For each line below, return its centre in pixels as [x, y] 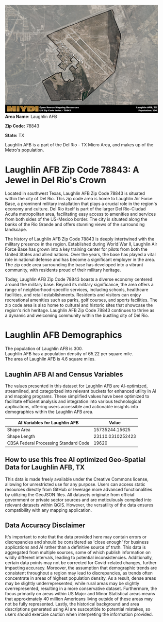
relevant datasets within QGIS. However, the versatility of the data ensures [79, 505]
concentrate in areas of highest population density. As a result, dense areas [81, 578]
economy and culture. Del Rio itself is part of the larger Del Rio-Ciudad [75, 209]
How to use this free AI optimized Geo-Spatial [75, 460]
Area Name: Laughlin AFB [31, 117]
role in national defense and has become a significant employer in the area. [80, 259]
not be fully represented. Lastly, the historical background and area [72, 604]
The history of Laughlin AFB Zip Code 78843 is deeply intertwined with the [80, 239]
